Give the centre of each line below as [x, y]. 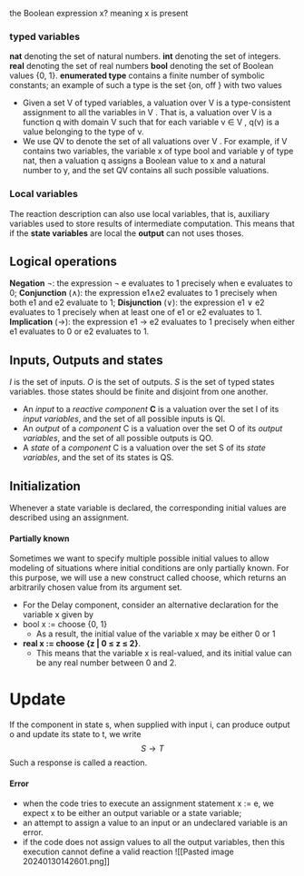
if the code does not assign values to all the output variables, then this [154, 842]
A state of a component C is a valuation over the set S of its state [144, 448]
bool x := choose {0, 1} [64, 625]
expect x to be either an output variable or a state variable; [132, 813]
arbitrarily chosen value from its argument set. [96, 587]
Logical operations [64, 261]
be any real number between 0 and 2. [106, 663]
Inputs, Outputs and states [86, 360]
